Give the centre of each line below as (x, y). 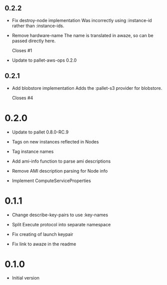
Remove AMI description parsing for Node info (60, 171)
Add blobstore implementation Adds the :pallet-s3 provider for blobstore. (87, 88)
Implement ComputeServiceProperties (51, 181)
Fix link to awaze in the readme (44, 244)
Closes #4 (22, 98)
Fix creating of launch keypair (42, 234)
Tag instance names (33, 151)
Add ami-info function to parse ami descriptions (61, 161)
